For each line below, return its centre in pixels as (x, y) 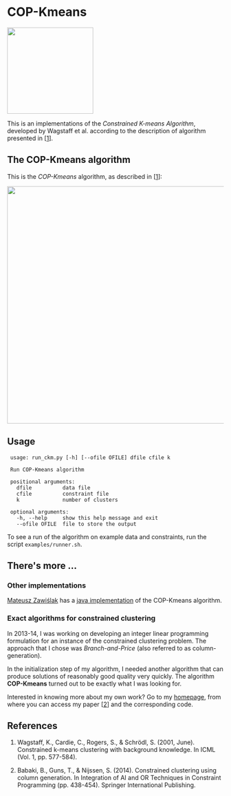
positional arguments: (43, 482)
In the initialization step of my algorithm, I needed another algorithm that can (115, 669)
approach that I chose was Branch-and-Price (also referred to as (99, 648)
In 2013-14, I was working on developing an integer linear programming (108, 633)
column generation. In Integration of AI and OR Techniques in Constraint (119, 778)
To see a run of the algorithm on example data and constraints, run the (107, 536)
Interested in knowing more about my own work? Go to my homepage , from (114, 697)
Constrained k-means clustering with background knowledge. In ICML (116, 750)
